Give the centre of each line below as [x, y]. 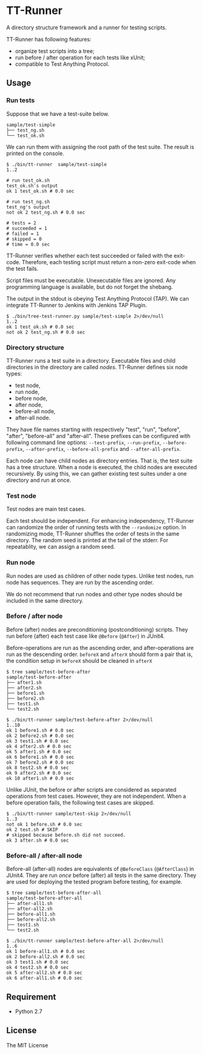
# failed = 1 [23, 234]
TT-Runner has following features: [49, 39]
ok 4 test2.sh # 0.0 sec [38, 968]
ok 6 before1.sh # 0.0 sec [40, 757]
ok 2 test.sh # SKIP [32, 829]
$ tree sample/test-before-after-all [54, 893]
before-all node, [35, 411]
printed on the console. [35, 153]
